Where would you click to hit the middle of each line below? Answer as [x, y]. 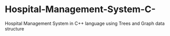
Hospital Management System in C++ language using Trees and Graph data [85, 23]
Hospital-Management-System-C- [80, 9]
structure [14, 28]
